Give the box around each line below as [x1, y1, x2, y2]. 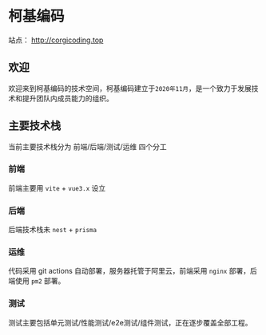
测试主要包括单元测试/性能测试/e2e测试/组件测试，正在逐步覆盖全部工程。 [8, 317, 252, 327]
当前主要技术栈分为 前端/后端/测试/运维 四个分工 [8, 141, 168, 152]
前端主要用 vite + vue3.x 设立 [8, 183, 106, 192]
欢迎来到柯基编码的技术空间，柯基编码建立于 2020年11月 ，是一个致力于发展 [8, 83, 252, 93]
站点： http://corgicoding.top [8, 35, 104, 45]
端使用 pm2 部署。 [8, 276, 66, 286]
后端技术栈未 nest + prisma [8, 225, 97, 235]
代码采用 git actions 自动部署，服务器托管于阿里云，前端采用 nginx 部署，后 [8, 266, 257, 276]
